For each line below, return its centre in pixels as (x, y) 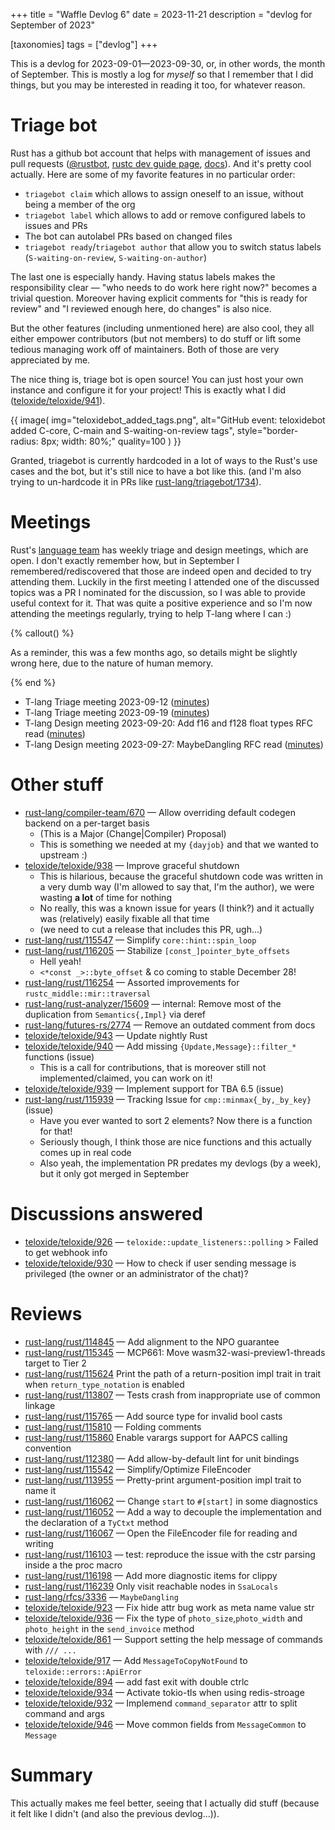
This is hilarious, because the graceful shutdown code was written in (181, 876)
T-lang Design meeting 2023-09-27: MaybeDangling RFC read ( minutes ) (174, 744)
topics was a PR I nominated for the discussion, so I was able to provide (158, 592)
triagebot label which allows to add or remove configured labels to (165, 215)
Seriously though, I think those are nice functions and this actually (175, 1141)
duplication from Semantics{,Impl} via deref (115, 1014)
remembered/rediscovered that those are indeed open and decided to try (161, 571)
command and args (64, 1713)
